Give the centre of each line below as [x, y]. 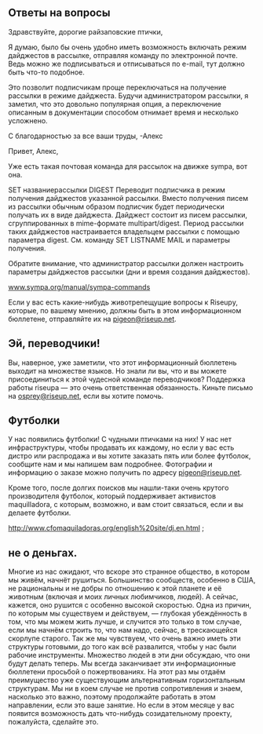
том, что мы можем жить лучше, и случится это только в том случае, [125, 622]
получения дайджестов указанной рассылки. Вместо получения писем [128, 198]
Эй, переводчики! [54, 343]
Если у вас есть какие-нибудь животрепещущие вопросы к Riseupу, [123, 302]
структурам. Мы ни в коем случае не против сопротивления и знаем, [126, 688]
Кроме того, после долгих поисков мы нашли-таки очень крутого [119, 488]
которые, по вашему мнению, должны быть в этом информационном [125, 310]
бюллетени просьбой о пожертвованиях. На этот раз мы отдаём [117, 672]
